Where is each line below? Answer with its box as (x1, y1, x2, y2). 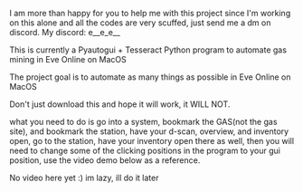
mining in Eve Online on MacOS (9, 54, 127, 64)
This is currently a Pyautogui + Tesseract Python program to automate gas (9, 44, 288, 55)
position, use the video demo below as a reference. (9, 155, 201, 166)
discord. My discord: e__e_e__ (9, 27, 120, 37)
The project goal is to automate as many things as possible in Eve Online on (9, 72, 291, 82)
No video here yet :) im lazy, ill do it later (9, 172, 159, 183)
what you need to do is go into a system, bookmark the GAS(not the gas (9, 117, 278, 127)
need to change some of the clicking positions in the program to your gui (9, 145, 280, 156)
